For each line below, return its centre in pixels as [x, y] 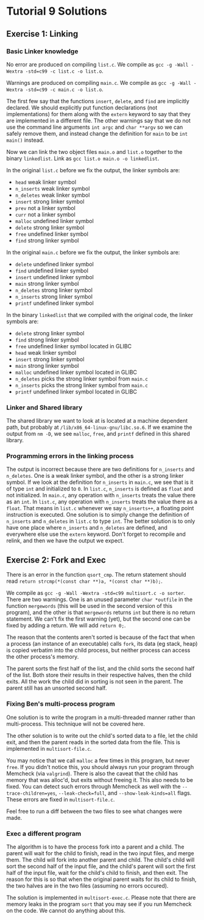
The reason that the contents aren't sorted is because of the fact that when [100, 637]
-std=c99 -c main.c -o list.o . [64, 89]
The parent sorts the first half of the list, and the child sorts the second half [100, 669]
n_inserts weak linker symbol [52, 188]
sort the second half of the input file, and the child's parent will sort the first [101, 866]
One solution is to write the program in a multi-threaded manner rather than [101, 717]
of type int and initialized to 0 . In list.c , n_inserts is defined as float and [100, 489]
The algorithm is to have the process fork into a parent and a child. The [95, 847]
